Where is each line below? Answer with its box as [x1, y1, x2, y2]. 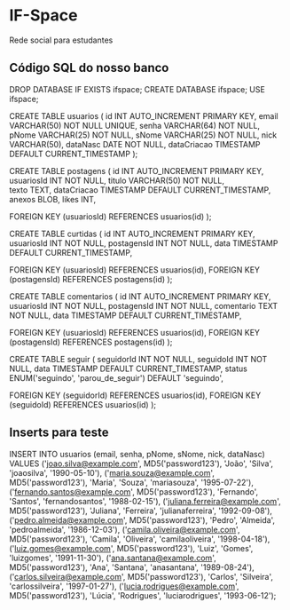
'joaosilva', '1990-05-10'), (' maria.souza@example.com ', [9, 467, 216, 478]
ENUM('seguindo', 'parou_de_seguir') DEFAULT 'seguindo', [9, 372, 223, 383]
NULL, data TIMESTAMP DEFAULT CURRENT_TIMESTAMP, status [9, 363, 248, 374]
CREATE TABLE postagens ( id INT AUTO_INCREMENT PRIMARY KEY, [9, 165, 264, 176]
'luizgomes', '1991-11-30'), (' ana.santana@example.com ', [9, 552, 216, 563]
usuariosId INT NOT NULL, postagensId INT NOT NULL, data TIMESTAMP [9, 237, 278, 249]
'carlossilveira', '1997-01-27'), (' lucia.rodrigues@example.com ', [9, 581, 239, 591]
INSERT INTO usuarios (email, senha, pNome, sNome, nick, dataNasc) [9, 448, 266, 459]
